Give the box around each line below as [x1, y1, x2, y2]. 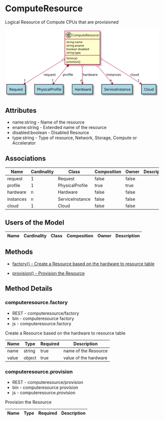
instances [7, 196, 27, 202]
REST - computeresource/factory [12, 310, 80, 316]
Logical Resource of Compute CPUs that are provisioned [5, 19, 119, 25]
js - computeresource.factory [12, 320, 72, 326]
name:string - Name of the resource [12, 119, 85, 125]
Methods [5, 248, 33, 256]
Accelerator [12, 140, 36, 146]
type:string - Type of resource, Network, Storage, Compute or [12, 135, 137, 141]
